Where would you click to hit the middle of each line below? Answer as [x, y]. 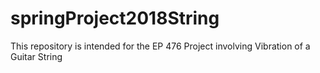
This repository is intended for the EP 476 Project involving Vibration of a [160, 46]
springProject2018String [115, 18]
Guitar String [36, 56]
